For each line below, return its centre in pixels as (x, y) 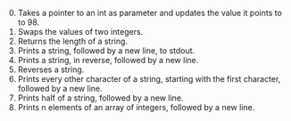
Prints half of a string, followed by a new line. (100, 98)
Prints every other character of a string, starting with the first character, (149, 79)
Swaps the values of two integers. (80, 32)
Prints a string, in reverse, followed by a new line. (108, 60)
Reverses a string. (51, 69)
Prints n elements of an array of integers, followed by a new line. (136, 107)
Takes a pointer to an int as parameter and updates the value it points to (150, 13)
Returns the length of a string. (72, 41)
